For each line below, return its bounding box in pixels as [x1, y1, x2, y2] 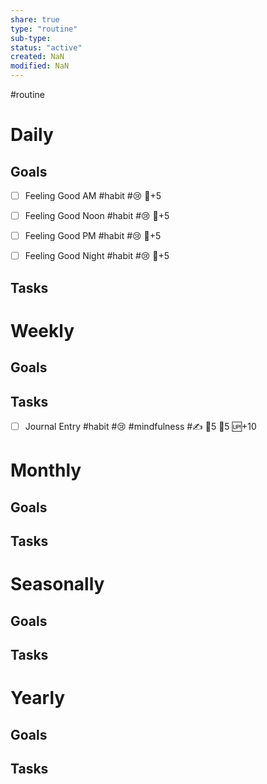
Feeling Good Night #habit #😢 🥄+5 [24, 250, 170, 262]
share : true [10, 14, 60, 25]
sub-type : [10, 33, 52, 43]
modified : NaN [10, 61, 70, 71]
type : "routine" [10, 24, 78, 34]
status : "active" [10, 42, 83, 53]
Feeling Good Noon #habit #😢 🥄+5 [24, 210, 170, 222]
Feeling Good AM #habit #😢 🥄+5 [24, 190, 162, 201]
